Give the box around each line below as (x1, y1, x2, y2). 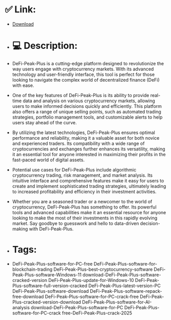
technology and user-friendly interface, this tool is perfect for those (12, 71, 155, 78)
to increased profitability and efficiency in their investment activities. (12, 189, 157, 195)
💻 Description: (12, 40, 78, 52)
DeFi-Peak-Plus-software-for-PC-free (12, 260, 93, 267)
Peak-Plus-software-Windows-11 (12, 271, 82, 278)
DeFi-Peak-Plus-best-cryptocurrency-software (53, 266, 153, 272)
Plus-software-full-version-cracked (12, 283, 88, 289)
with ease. (12, 82, 34, 88)
